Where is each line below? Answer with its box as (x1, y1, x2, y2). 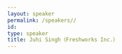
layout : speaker (7, 10, 55, 18)
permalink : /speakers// (7, 17, 77, 24)
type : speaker (7, 29, 49, 37)
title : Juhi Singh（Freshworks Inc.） (7, 36, 118, 43)
